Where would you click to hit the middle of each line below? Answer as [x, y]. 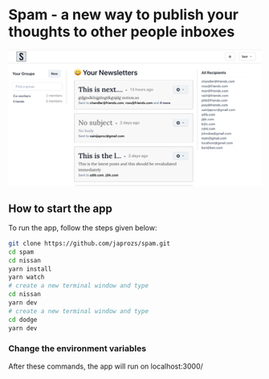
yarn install [30, 269]
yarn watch [26, 277]
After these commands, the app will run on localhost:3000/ [106, 366]
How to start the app [60, 208]
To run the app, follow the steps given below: [83, 227]
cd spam [21, 252]
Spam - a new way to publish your [124, 15]
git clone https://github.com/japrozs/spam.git [90, 243]
